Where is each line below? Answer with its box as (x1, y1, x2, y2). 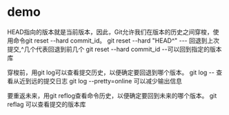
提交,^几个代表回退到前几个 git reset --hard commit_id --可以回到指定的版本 (7, 45, 222, 53)
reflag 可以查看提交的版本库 (7, 100, 86, 108)
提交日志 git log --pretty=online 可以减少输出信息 (43, 76, 183, 85)
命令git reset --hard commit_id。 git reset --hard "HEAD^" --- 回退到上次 (12, 36, 219, 45)
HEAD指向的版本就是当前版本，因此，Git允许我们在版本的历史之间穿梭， (7, 28, 213, 36)
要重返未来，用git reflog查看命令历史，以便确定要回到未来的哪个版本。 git (7, 91, 217, 100)
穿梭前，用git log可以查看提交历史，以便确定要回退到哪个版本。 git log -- (7, 68, 215, 76)
